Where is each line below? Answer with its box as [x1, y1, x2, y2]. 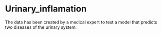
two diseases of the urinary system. [5, 24, 77, 30]
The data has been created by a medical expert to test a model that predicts [5, 19, 157, 25]
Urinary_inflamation [5, 3, 87, 14]
